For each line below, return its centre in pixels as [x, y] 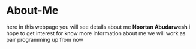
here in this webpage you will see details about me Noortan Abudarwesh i [98, 27]
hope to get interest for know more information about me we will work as [96, 33]
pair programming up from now [45, 39]
